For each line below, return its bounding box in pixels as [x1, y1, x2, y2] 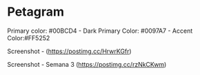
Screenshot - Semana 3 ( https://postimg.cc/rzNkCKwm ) [7, 60, 167, 68]
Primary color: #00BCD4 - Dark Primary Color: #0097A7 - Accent [7, 27, 193, 35]
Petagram [7, 4, 64, 20]
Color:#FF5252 [7, 33, 50, 42]
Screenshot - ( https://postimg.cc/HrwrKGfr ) [7, 47, 132, 55]
